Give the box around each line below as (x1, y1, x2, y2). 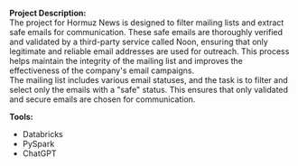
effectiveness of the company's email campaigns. (9, 65, 195, 76)
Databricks (22, 129, 63, 139)
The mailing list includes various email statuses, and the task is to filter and (9, 75, 289, 85)
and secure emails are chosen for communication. (9, 94, 196, 105)
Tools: (9, 112, 33, 122)
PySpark (22, 139, 55, 149)
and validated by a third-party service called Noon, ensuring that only (9, 36, 268, 47)
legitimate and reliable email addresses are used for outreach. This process (9, 46, 290, 57)
